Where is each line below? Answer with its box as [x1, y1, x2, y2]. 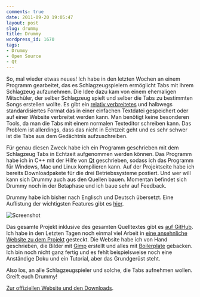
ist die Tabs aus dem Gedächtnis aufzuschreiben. [6, 132, 128, 139]
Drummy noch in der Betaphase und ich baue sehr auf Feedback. [6, 182, 167, 189]
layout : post [6, 20, 39, 26]
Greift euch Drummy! [6, 272, 58, 280]
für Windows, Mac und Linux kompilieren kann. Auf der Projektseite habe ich [6, 163, 195, 170]
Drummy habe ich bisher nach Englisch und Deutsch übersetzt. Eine [6, 194, 174, 201]
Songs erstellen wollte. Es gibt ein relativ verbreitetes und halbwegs [6, 100, 173, 108]
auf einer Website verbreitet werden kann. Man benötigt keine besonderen [6, 113, 190, 120]
